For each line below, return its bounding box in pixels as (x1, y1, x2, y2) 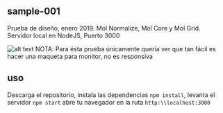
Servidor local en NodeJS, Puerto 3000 (7, 31, 120, 40)
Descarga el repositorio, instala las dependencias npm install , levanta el (7, 90, 215, 99)
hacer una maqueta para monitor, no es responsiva (7, 52, 153, 60)
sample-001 (7, 6, 60, 17)
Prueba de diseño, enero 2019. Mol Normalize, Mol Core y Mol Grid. (7, 24, 201, 32)
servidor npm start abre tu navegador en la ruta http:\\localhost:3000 (7, 98, 210, 106)
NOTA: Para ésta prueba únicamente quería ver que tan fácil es (35, 44, 217, 53)
